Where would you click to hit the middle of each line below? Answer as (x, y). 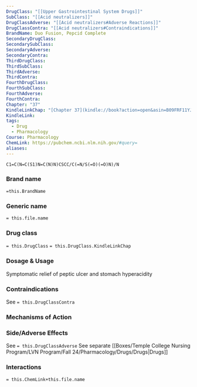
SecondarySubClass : (30, 45)
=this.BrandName (26, 191)
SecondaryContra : (27, 55)
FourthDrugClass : (27, 83)
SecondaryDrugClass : (31, 39)
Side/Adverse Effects (37, 333)
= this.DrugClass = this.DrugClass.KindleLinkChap (69, 246)
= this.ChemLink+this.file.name (45, 379)
